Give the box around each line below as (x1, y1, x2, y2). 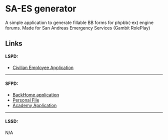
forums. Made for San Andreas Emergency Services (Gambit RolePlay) (5, 24, 150, 30)
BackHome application (12, 91, 59, 97)
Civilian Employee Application (12, 64, 74, 70)
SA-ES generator (5, 3, 76, 14)
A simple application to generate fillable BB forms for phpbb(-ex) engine (5, 19, 154, 25)
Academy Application (12, 102, 57, 108)
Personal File (12, 97, 39, 103)
